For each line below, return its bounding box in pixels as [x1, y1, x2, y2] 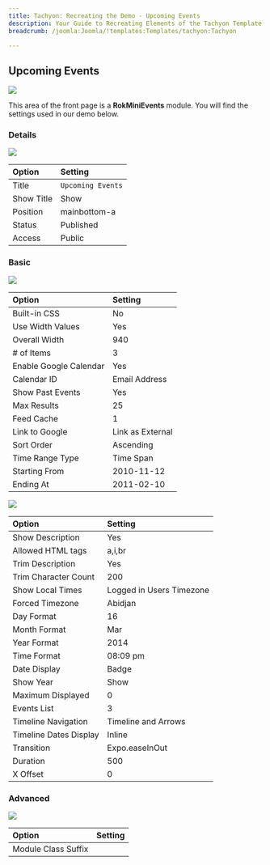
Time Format [12, 650, 61, 661]
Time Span [112, 452, 154, 464]
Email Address [112, 373, 167, 384]
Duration [12, 755, 46, 766]
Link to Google [12, 426, 68, 437]
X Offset [12, 768, 44, 779]
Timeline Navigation [12, 715, 88, 727]
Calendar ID [12, 373, 58, 384]
